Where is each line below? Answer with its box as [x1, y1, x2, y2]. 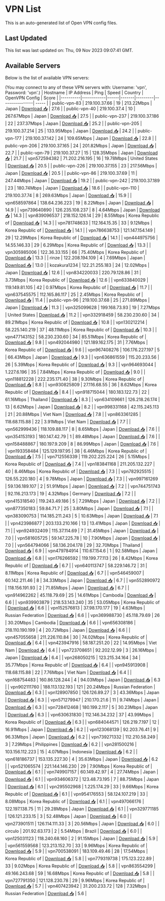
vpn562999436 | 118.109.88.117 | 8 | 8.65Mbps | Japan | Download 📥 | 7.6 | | [5, 426, 160, 432]
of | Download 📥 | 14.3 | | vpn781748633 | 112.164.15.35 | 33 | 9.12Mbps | [5, 220, 153, 226]
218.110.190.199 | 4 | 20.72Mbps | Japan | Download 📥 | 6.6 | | [5, 627, 131, 633]
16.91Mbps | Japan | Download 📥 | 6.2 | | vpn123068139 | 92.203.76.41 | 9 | [5, 726, 159, 732]
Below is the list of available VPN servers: [5, 75, 90, 81]
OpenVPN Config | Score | [5, 95, 58, 101]
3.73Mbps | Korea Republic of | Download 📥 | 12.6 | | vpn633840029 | [5, 277, 149, 283]
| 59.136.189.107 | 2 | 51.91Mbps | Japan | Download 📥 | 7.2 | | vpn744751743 [5, 483, 161, 489]
